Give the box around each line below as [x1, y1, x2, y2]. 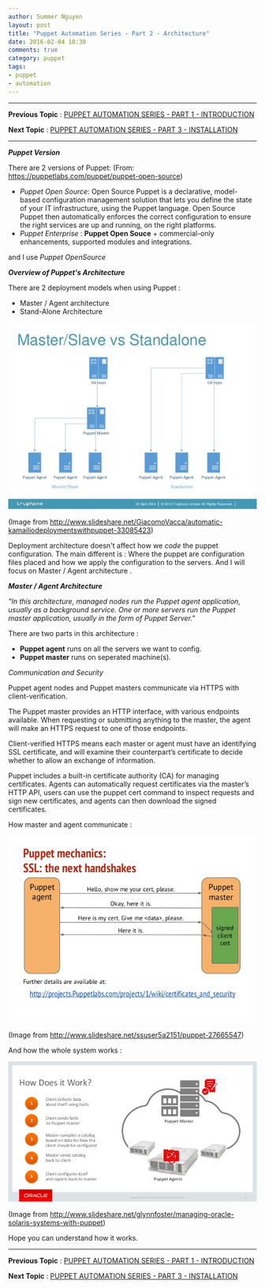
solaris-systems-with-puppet [8, 1218, 103, 1227]
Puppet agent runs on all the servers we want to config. [19, 644, 202, 653]
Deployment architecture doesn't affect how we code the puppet [8, 541, 218, 551]
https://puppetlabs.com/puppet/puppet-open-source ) [8, 171, 183, 181]
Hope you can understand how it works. [8, 1233, 139, 1242]
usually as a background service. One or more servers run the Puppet [8, 605, 236, 615]
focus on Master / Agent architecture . [8, 566, 132, 576]
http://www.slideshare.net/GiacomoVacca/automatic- [50, 518, 223, 527]
